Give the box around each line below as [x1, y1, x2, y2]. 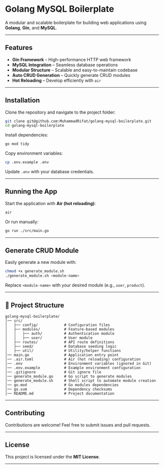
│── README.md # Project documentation [5, 391, 115, 396]
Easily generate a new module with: [5, 259, 77, 265]
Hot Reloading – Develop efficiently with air [12, 77, 102, 83]
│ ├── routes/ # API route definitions [5, 340, 115, 345]
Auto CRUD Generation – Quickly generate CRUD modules [12, 72, 131, 78]
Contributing [5, 409, 45, 417]
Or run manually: [5, 219, 39, 225]
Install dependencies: [5, 132, 48, 138]
